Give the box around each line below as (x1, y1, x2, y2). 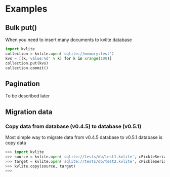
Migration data (5, 108, 53, 116)
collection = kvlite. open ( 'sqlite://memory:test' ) (5, 51, 114, 56)
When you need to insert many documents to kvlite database (5, 37, 133, 43)
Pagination (5, 79, 40, 88)
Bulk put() (5, 23, 37, 32)
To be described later (5, 93, 50, 99)
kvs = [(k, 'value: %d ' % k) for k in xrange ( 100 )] (5, 56, 112, 61)
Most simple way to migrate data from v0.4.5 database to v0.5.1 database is (5, 134, 163, 140)
